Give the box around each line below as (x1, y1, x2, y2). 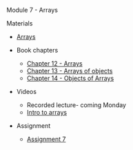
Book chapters (16, 46, 59, 54)
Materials (6, 19, 33, 27)
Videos (16, 88, 37, 95)
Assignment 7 (26, 135, 66, 143)
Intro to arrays (26, 109, 67, 116)
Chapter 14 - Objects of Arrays (26, 74, 114, 82)
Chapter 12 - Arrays (26, 59, 83, 68)
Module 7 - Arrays (6, 6, 58, 14)
